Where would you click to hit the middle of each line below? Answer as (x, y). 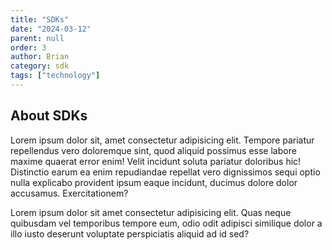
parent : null (37, 38)
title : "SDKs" (40, 19)
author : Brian (40, 57)
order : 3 (28, 47)
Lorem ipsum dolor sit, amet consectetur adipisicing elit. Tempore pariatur (162, 140)
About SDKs (49, 116)
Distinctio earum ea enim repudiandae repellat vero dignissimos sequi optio (165, 172)
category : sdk (40, 66)
